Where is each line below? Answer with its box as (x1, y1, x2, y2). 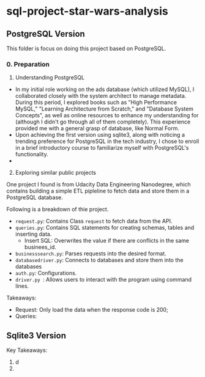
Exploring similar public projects (15, 169, 97, 177)
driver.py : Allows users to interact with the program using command (15, 276, 192, 284)
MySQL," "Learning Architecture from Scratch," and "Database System (15, 105, 194, 112)
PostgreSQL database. (6, 194, 63, 201)
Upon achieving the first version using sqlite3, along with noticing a (15, 131, 185, 139)
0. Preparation (6, 60, 50, 68)
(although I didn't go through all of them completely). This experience (15, 118, 191, 126)
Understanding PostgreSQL (15, 74, 84, 81)
